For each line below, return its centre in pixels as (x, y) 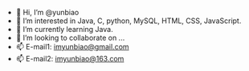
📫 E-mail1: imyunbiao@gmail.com (73, 47)
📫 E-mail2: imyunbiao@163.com (70, 59)
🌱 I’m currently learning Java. (65, 29)
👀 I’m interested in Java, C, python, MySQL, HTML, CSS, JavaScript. (129, 21)
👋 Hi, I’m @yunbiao (47, 12)
